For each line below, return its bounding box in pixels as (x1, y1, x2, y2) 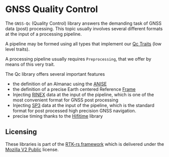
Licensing (5, 128, 37, 136)
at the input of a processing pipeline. (5, 31, 82, 37)
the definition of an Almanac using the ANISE (12, 81, 107, 87)
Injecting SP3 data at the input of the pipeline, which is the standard (12, 102, 155, 108)
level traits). (5, 46, 30, 52)
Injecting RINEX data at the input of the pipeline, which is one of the (12, 91, 154, 97)
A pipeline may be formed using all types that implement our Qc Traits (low (5, 40, 162, 46)
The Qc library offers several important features (5, 71, 105, 77)
